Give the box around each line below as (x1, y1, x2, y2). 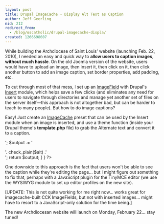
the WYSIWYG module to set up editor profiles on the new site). (5, 179, 133, 185)
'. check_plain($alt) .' (5, 149, 47, 155)
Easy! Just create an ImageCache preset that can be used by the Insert (5, 114, 148, 120)
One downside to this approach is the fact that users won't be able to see (5, 163, 153, 170)
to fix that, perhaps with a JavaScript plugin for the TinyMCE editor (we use (5, 174, 157, 180)
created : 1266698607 (5, 35, 47, 40)
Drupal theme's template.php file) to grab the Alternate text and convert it (5, 125, 155, 130)
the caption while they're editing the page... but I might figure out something (5, 169, 159, 175)
